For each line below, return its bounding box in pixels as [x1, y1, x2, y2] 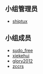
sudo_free [12, 47, 33, 53]
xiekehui [12, 53, 30, 59]
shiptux [12, 18, 28, 24]
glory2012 [12, 58, 33, 64]
